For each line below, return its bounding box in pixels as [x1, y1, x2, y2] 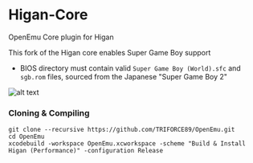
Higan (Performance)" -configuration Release [8, 147, 163, 155]
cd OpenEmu [8, 132, 45, 141]
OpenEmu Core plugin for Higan [8, 32, 114, 42]
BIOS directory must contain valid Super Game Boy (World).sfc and [19, 63, 241, 73]
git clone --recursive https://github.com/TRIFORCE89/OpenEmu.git [8, 126, 235, 134]
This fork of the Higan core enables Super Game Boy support [8, 47, 211, 57]
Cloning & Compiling [8, 107, 90, 118]
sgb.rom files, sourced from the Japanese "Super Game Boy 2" [19, 71, 227, 81]
